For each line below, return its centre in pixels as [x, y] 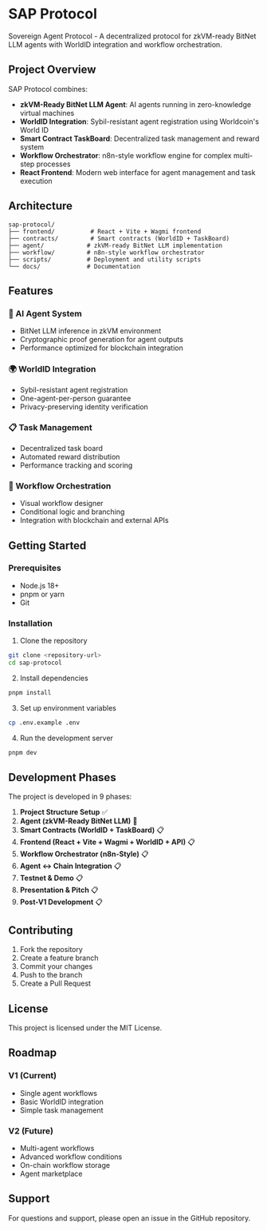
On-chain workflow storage [65, 1165]
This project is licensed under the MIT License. [85, 1027]
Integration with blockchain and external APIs [94, 520]
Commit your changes [56, 966]
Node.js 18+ [39, 585]
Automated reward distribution [70, 456]
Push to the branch [51, 975]
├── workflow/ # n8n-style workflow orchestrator [106, 253]
